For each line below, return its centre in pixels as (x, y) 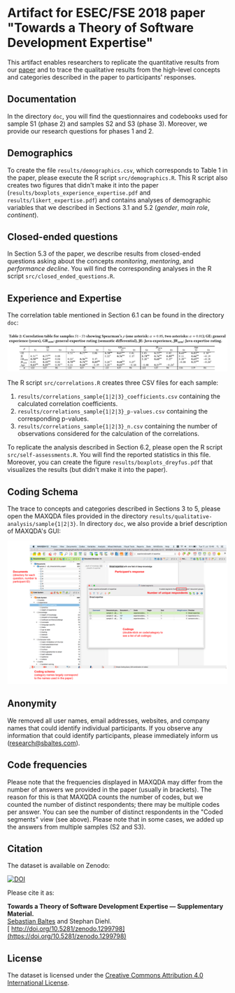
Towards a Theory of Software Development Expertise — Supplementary (115, 907)
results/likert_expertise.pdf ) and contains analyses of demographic (109, 200)
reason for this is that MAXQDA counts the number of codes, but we (105, 797)
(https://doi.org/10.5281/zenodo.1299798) (67, 936)
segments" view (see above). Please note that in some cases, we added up (115, 819)
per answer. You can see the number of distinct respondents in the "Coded (115, 812)
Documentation (42, 99)
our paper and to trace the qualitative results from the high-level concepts (114, 70)
